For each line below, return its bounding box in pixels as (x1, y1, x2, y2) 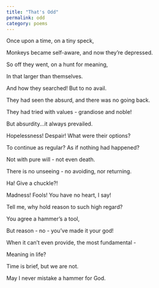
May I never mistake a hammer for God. (6, 275, 106, 282)
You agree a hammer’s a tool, (6, 215, 80, 222)
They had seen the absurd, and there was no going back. (6, 96, 150, 104)
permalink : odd (6, 15, 45, 21)
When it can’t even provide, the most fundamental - (6, 239, 136, 246)
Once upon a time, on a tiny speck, (6, 37, 94, 45)
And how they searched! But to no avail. (6, 85, 107, 92)
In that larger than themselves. (6, 73, 83, 80)
